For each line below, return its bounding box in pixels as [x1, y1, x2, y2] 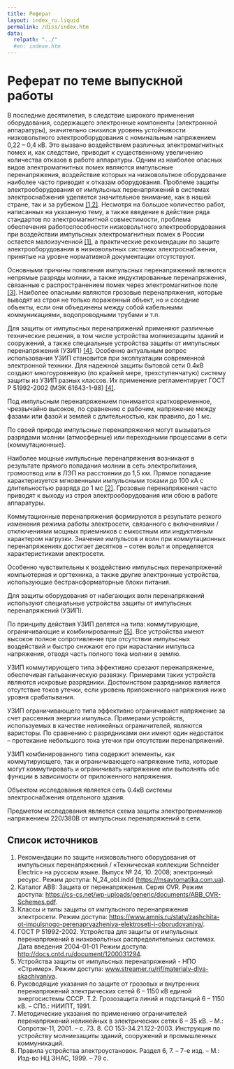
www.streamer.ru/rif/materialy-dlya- [104, 964, 209, 973]
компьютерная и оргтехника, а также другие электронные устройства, [7, 570, 221, 578]
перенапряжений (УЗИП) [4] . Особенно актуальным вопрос [7, 346, 187, 354]
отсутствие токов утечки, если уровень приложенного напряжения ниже [7, 685, 226, 694]
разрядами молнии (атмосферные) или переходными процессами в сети [7, 433, 227, 441]
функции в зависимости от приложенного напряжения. [7, 771, 173, 781]
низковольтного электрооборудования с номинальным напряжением [7, 133, 217, 141]
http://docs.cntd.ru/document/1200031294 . [17, 949, 142, 958]
